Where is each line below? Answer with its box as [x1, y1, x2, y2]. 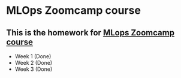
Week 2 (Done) [14, 59, 53, 66]
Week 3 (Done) [14, 65, 53, 73]
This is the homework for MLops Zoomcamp [6, 28, 175, 38]
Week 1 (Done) [14, 53, 52, 60]
